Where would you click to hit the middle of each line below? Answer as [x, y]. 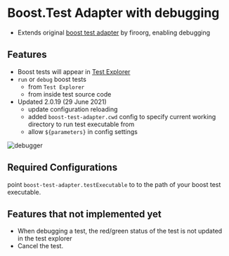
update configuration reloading [73, 109]
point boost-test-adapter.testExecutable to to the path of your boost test [114, 184]
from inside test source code [70, 94]
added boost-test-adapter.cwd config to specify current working [122, 116]
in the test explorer [45, 238]
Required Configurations [63, 167]
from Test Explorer [56, 87]
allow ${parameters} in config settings [83, 131]
